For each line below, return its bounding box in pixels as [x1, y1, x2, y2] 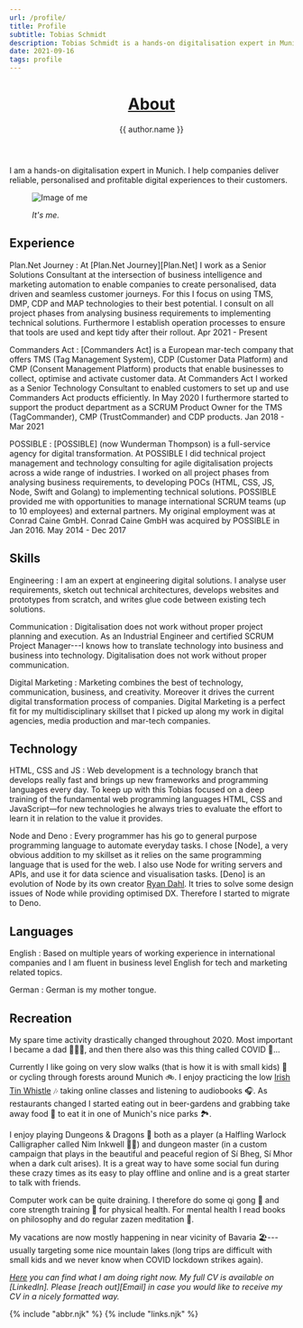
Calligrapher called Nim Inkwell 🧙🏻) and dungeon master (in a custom [9, 1139, 268, 1149]
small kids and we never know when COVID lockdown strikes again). [9, 1255, 264, 1265]
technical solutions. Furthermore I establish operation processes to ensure [9, 317, 286, 327]
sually [9, 1245, 36, 1255]
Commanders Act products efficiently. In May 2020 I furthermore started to [9, 392, 289, 402]
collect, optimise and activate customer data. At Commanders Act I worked [9, 373, 289, 383]
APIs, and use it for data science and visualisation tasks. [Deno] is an [9, 869, 266, 880]
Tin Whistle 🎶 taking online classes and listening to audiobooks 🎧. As [9, 1085, 268, 1096]
